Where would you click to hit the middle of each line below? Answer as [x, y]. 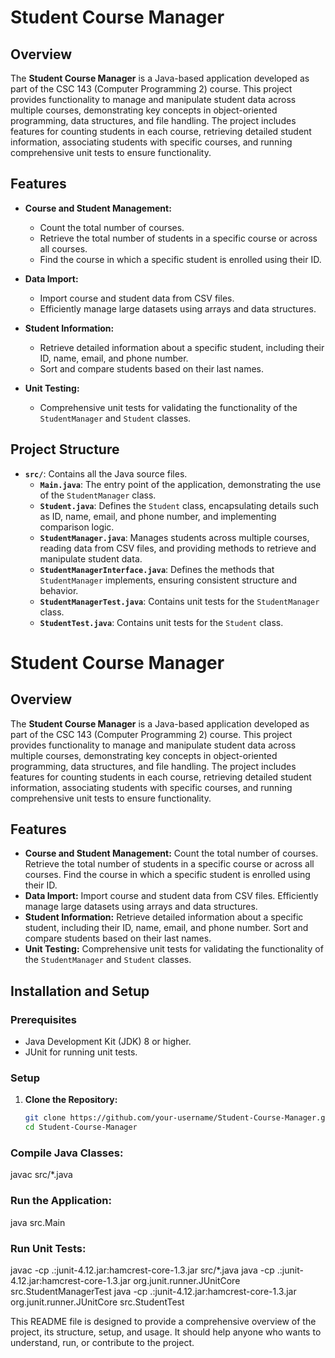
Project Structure [65, 449]
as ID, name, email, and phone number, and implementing [158, 516]
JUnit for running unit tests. [81, 1052]
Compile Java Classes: [67, 1153]
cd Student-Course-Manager [81, 1127]
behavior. [59, 590]
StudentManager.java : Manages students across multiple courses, [174, 537]
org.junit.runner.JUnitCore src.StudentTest [97, 1302]
